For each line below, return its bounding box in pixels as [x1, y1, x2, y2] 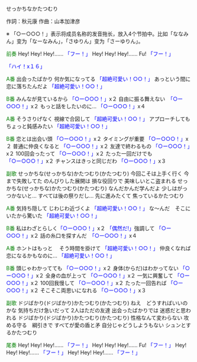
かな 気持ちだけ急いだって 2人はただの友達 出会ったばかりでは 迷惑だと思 [6, 307, 186, 313]
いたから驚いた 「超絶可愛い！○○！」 [6, 212, 101, 219]
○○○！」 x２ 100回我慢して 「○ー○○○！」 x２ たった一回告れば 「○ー [6, 280, 183, 286]
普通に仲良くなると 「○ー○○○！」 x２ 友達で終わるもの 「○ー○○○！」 [12, 143, 193, 150]
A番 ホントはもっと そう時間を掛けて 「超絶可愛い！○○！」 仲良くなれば [6, 245, 191, 251]
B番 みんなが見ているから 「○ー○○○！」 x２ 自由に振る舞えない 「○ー [6, 95, 183, 102]
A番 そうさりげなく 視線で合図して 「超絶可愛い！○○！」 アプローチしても [6, 115, 190, 122]
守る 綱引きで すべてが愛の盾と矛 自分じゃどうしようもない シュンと [16, 322, 186, 328]
